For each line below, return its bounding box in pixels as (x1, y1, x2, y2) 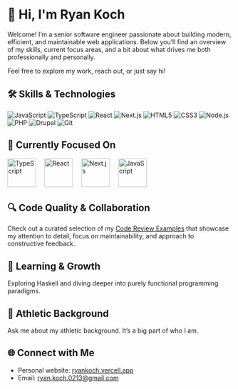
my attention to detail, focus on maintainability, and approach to (7, 232, 195, 241)
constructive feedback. (7, 239, 76, 248)
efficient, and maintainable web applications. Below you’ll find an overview (7, 37, 227, 46)
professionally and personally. (7, 53, 95, 61)
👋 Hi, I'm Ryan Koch (7, 6, 125, 23)
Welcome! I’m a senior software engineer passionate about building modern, (7, 30, 232, 39)
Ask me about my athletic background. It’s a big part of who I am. (7, 326, 199, 335)
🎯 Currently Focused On (7, 139, 116, 151)
